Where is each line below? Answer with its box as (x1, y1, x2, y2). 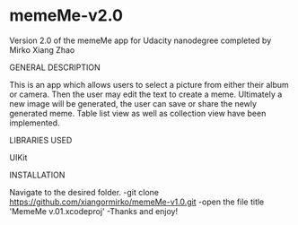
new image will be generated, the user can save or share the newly (9, 98, 258, 108)
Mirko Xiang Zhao (9, 44, 75, 55)
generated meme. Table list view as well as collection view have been (9, 108, 267, 118)
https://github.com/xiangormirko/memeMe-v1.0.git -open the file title (9, 196, 265, 207)
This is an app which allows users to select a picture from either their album (9, 79, 289, 90)
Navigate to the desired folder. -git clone (9, 186, 160, 197)
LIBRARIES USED (9, 134, 73, 145)
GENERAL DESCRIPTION (9, 62, 101, 73)
